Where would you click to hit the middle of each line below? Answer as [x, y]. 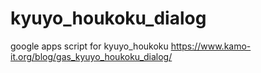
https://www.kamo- [211, 46]
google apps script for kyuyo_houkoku [89, 46]
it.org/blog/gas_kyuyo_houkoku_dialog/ [91, 56]
